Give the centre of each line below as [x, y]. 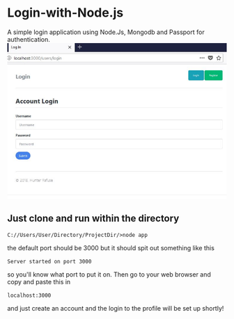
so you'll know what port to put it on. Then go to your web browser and [109, 275]
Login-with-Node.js [65, 13]
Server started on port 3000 [49, 262]
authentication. [29, 39]
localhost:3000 [29, 296]
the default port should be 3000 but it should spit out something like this [111, 248]
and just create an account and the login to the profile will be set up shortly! [116, 309]
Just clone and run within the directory [93, 218]
